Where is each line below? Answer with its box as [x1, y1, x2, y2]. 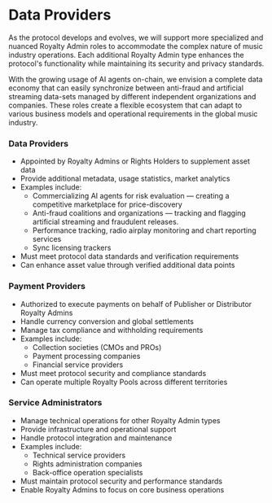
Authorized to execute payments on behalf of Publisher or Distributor [20, 299, 252, 308]
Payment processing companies [32, 351, 141, 361]
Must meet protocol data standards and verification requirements [20, 251, 239, 261]
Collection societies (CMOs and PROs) [32, 342, 162, 352]
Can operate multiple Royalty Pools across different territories [20, 377, 228, 387]
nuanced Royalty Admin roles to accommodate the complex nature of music [8, 41, 263, 50]
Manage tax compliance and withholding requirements [20, 325, 204, 335]
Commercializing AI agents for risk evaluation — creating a [32, 191, 230, 201]
